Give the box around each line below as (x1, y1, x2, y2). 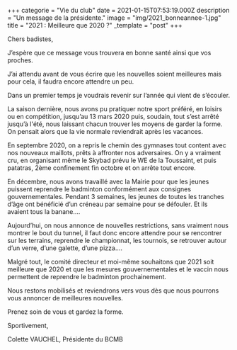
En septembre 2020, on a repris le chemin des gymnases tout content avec (7, 141, 226, 149)
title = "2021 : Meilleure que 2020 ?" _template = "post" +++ (7, 21, 183, 29)
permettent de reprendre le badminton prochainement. (7, 273, 167, 281)
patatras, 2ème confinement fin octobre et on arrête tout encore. (7, 164, 196, 172)
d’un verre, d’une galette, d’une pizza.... (7, 244, 122, 252)
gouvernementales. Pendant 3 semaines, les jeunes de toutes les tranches (7, 193, 224, 201)
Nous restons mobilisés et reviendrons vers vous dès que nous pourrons (7, 286, 219, 295)
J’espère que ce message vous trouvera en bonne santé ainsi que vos (7, 49, 212, 57)
